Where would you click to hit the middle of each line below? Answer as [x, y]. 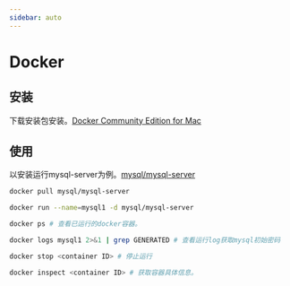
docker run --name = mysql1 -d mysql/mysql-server [102, 208]
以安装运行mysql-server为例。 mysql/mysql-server [102, 175]
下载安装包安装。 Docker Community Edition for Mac [105, 120]
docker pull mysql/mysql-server [69, 192]
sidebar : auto [36, 17]
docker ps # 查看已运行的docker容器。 [75, 224]
